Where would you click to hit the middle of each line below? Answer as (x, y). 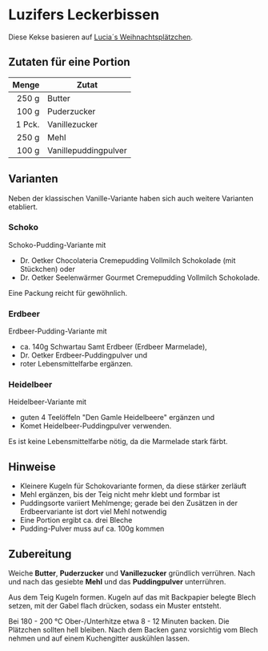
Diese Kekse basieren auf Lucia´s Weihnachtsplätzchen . (101, 37)
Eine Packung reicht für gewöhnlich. (68, 293)
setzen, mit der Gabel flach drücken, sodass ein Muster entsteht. (115, 606)
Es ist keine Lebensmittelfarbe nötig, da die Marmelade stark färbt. (118, 442)
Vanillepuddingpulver (87, 150)
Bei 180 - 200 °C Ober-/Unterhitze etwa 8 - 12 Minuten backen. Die (119, 621)
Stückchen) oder (48, 269)
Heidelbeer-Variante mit (47, 402)
